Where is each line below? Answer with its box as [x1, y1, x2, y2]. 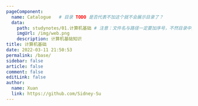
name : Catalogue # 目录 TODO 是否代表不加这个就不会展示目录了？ [11, 14, 164, 20]
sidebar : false [6, 58, 44, 64]
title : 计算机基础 [6, 42, 47, 48]
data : [11, 19, 25, 25]
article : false [6, 63, 44, 69]
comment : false [6, 69, 44, 75]
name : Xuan [11, 85, 38, 91]
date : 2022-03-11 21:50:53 [6, 47, 72, 53]
